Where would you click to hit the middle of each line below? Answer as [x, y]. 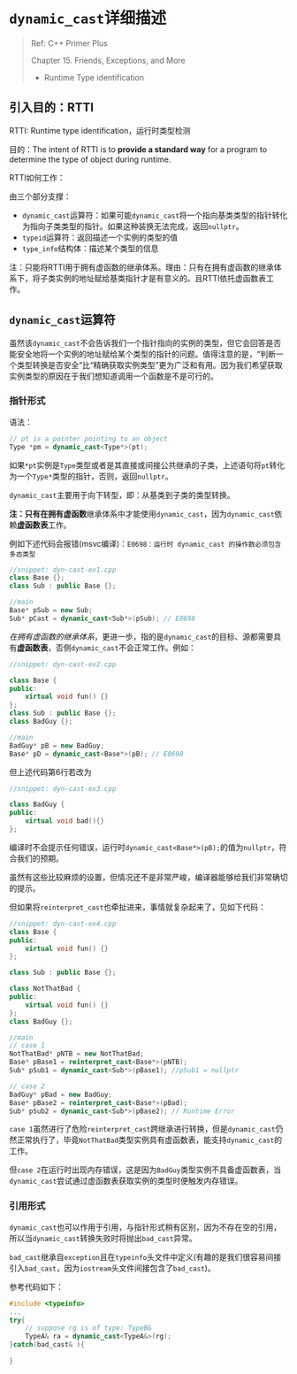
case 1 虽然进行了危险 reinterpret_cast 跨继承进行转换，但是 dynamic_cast [142, 1129]
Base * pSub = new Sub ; [51, 610]
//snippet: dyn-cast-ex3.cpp [63, 788]
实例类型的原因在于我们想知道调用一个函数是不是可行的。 [114, 376]
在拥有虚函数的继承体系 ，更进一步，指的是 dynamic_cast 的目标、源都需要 [141, 636]
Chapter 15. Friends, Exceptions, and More [108, 60]
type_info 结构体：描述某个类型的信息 [90, 248]
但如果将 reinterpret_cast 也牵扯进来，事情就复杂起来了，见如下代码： [138, 907]
